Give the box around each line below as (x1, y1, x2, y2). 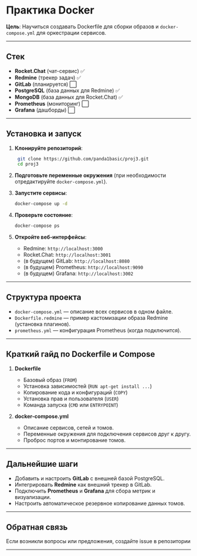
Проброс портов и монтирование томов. (23, 436, 126, 444)
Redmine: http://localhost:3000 (23, 245, 103, 252)
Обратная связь (6, 522, 68, 532)
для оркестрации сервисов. (36, 29, 107, 36)
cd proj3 (17, 161, 39, 168)
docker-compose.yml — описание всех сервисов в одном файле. (14, 308, 173, 315)
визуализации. (14, 493, 52, 500)
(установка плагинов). (14, 320, 71, 327)
